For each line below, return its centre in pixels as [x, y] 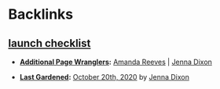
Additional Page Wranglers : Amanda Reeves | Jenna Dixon [115, 62]
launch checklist [49, 43]
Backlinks [41, 14]
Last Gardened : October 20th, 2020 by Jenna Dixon [104, 77]
